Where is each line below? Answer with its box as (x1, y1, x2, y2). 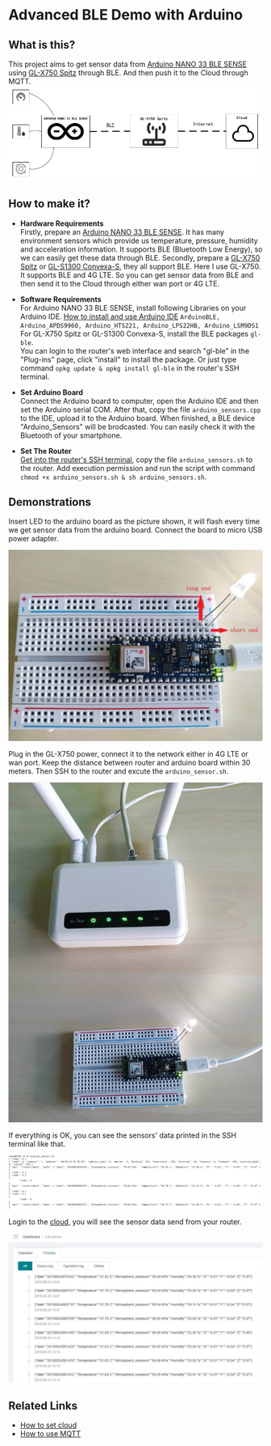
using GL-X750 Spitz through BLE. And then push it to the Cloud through (8, 68, 248, 78)
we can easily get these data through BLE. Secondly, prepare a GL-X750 (19, 252, 261, 262)
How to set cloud (19, 1420, 77, 1430)
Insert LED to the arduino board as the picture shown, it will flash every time (8, 516, 261, 527)
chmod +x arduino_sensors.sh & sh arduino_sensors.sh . (19, 472, 207, 481)
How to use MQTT (19, 1429, 81, 1439)
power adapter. (8, 534, 59, 544)
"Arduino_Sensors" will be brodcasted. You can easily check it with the (19, 422, 256, 431)
